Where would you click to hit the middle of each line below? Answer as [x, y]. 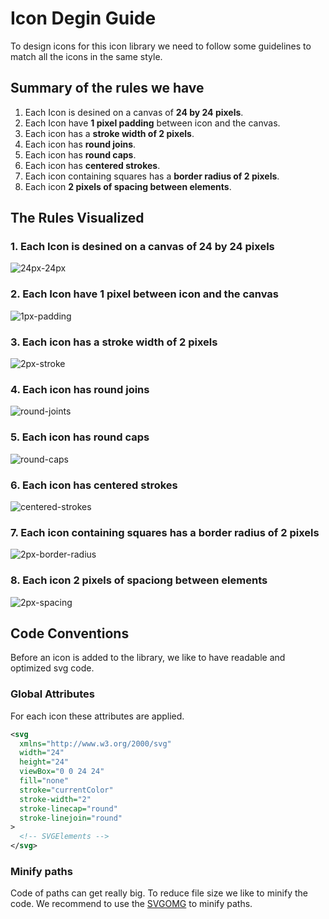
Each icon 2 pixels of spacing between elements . [128, 186]
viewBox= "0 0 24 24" [62, 772]
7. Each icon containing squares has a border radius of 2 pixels [165, 532]
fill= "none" [44, 781]
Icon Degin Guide [83, 18]
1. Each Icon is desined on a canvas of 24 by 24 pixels [142, 247]
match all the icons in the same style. [86, 56]
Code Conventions [70, 633]
